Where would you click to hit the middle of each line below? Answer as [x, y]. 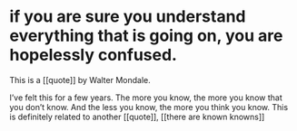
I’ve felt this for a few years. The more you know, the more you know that [146, 98]
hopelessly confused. [93, 55]
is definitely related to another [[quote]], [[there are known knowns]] [137, 117]
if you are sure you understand [128, 17]
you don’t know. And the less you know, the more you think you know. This [149, 107]
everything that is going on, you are [146, 36]
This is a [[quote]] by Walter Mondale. [80, 80]
